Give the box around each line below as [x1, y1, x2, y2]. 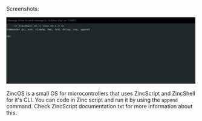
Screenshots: [6, 5, 39, 12]
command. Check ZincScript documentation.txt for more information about [6, 103, 193, 110]
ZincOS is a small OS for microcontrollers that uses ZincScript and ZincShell [6, 90, 195, 97]
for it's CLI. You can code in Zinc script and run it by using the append [6, 96, 178, 103]
